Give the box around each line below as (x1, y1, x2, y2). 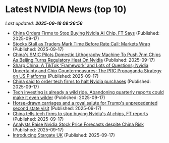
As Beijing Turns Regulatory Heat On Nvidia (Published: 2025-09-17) (12, 57, 155, 63)
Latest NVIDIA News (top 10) (5, 4, 127, 15)
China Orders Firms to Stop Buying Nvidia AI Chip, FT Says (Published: (12, 30, 160, 36)
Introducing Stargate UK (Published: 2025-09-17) (12, 132, 115, 138)
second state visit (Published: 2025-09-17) (12, 105, 102, 111)
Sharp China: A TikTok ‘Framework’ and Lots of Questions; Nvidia (12, 62, 149, 68)
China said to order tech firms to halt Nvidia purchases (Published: (12, 78, 151, 84)
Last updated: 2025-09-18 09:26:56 (5, 20, 83, 26)
